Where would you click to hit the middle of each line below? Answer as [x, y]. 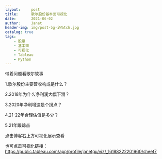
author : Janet [24, 23]
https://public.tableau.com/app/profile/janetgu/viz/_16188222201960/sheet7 [81, 152]
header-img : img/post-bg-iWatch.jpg [42, 28]
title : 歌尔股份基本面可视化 [36, 14]
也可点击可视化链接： [26, 146]
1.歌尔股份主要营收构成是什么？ [36, 84]
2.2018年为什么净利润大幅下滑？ [37, 94]
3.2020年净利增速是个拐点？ [33, 105]
